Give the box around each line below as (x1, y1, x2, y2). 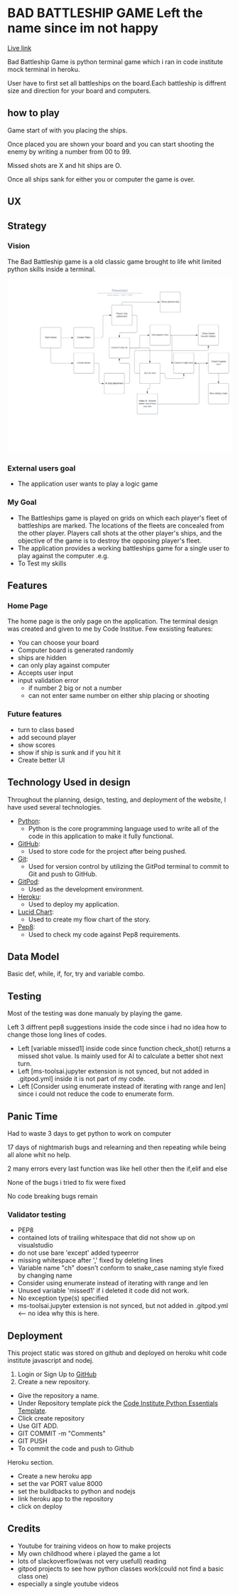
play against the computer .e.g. (17, 551, 109, 560)
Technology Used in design (7, 776, 131, 788)
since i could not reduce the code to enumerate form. (17, 1089, 174, 1098)
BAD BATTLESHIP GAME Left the (7, 5, 203, 21)
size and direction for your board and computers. (7, 86, 151, 95)
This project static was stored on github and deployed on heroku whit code (7, 1349, 227, 1357)
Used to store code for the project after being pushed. (28, 847, 187, 855)
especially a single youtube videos (17, 1579, 119, 1588)
